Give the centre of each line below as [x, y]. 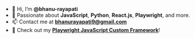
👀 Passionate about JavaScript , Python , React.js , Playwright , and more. [101, 15]
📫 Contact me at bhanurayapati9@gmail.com [69, 22]
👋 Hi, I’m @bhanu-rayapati [45, 9]
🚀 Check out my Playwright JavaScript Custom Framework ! [86, 30]
